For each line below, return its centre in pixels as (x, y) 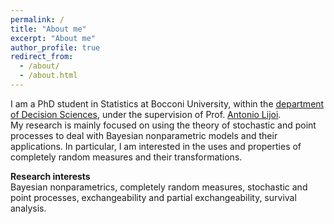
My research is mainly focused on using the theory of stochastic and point (163, 125)
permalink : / (37, 19)
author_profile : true (55, 47)
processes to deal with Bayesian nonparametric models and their (144, 135)
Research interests (50, 176)
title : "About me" (48, 29)
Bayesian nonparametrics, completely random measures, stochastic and (159, 187)
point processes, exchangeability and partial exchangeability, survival (153, 197)
